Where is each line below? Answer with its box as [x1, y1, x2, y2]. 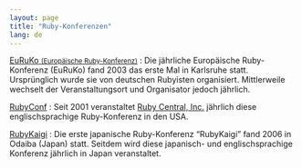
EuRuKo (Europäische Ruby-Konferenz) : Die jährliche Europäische [9, 55, 240, 66]
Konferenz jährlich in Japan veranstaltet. [9, 148, 161, 159]
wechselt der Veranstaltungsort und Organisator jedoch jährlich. [9, 84, 251, 95]
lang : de [9, 30, 43, 39]
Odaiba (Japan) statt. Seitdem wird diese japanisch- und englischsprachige [9, 138, 294, 150]
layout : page [9, 13, 59, 23]
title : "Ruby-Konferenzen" [9, 22, 112, 31]
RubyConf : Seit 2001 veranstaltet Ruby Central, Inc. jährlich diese [9, 102, 257, 113]
